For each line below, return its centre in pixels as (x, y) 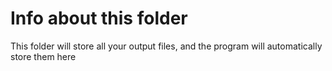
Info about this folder (99, 18)
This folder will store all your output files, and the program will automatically (166, 46)
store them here (43, 56)
